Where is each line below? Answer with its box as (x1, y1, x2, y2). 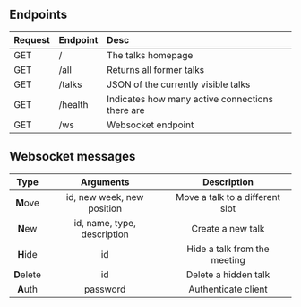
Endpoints (9, 7, 68, 22)
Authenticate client (187, 283, 268, 295)
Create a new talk (191, 222, 265, 234)
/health (58, 98, 89, 110)
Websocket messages (9, 149, 136, 164)
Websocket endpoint (107, 118, 194, 131)
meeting (210, 253, 245, 266)
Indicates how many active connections (107, 92, 273, 105)
